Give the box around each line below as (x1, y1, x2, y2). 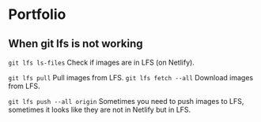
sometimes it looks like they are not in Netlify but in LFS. (8, 105, 191, 114)
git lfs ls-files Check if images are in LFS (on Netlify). (8, 57, 195, 67)
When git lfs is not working (8, 37, 144, 50)
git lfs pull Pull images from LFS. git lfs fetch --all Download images (8, 73, 254, 82)
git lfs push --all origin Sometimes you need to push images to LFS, (8, 97, 244, 105)
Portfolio (8, 6, 66, 24)
